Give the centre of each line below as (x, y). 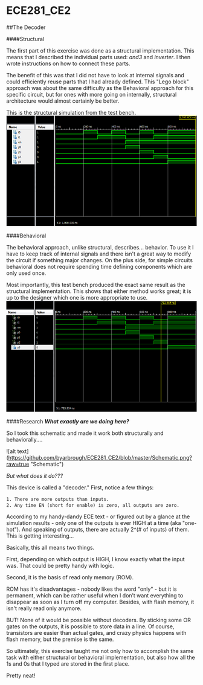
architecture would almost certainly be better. (63, 101)
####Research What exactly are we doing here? (68, 422)
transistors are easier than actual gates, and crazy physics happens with (96, 633)
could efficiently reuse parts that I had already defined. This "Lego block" (98, 82)
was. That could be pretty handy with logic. (60, 566)
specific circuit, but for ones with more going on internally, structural (92, 94)
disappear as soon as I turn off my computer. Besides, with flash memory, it (100, 602)
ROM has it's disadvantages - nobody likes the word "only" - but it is (92, 589)
